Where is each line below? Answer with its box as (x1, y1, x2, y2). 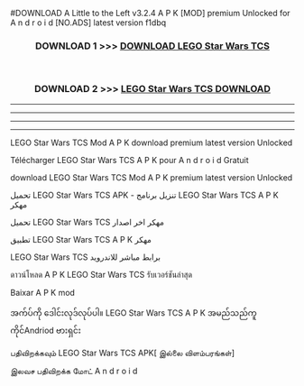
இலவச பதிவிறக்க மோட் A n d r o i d (10, 365, 138, 376)
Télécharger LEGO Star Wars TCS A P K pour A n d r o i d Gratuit (10, 154, 249, 165)
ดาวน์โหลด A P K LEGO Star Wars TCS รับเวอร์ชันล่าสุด (10, 269, 193, 280)
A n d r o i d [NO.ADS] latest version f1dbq (10, 17, 167, 28)
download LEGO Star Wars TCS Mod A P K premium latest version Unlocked (10, 171, 293, 183)
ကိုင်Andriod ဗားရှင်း (10, 325, 82, 335)
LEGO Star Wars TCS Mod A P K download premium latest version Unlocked (10, 137, 293, 148)
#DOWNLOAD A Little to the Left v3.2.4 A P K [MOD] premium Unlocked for (10, 8, 291, 18)
